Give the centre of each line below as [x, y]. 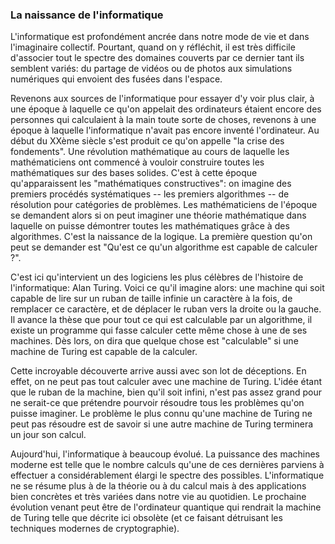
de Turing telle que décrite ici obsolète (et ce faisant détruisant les [146, 518]
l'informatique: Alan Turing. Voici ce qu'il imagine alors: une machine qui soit [167, 288]
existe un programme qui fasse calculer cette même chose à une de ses [159, 330]
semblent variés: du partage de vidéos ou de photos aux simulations [151, 69]
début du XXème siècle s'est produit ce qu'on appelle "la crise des [147, 141]
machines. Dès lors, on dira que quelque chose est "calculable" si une [154, 341]
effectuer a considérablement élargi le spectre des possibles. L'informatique [167, 475]
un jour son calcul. [48, 435]
